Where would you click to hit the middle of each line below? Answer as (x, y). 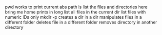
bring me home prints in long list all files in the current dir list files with (76, 12)
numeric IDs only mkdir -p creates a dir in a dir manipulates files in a (73, 17)
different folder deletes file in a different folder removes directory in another (81, 22)
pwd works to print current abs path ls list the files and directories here (76, 7)
